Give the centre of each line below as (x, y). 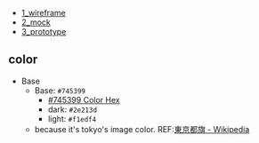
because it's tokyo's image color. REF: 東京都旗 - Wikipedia (142, 129)
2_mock (36, 22)
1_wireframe (43, 13)
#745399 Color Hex (84, 99)
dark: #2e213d (73, 109)
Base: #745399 (60, 90)
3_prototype (44, 32)
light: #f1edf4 (72, 118)
